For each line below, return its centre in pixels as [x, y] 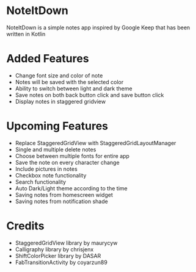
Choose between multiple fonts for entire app [72, 156]
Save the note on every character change [67, 162]
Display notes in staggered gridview [60, 101]
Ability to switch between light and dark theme [74, 88]
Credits [25, 226]
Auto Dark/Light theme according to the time [71, 188]
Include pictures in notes [46, 169]
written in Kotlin [26, 34]
